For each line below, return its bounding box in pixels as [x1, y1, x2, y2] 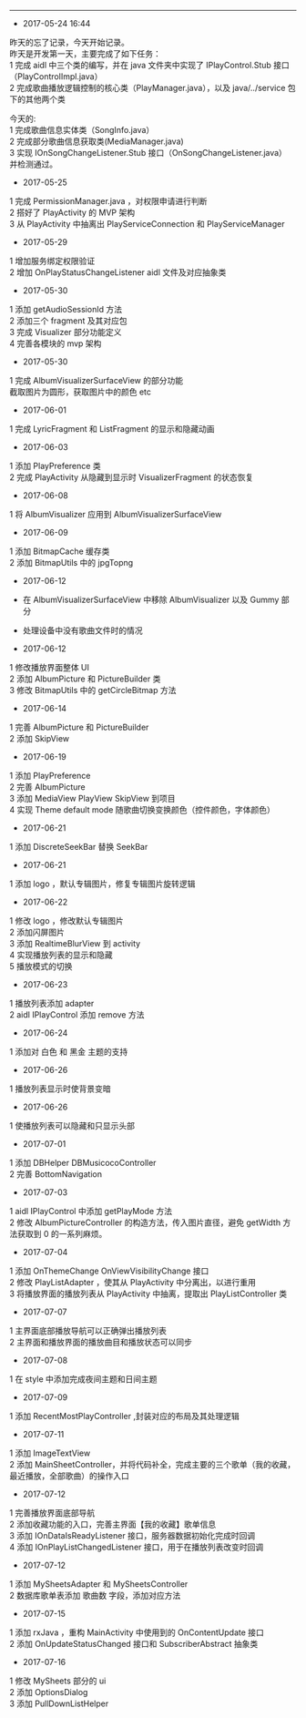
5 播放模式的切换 [9, 961, 73, 971]
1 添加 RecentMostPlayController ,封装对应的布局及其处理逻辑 [9, 1411, 240, 1421]
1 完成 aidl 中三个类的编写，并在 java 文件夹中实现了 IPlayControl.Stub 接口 [9, 60, 290, 70]
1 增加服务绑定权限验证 [9, 256, 96, 266]
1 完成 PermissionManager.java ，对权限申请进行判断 [9, 196, 208, 206]
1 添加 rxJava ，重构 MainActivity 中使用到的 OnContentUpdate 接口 [9, 1627, 264, 1638]
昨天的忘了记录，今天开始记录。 [9, 37, 129, 47]
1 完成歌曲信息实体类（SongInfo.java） [9, 125, 155, 135]
